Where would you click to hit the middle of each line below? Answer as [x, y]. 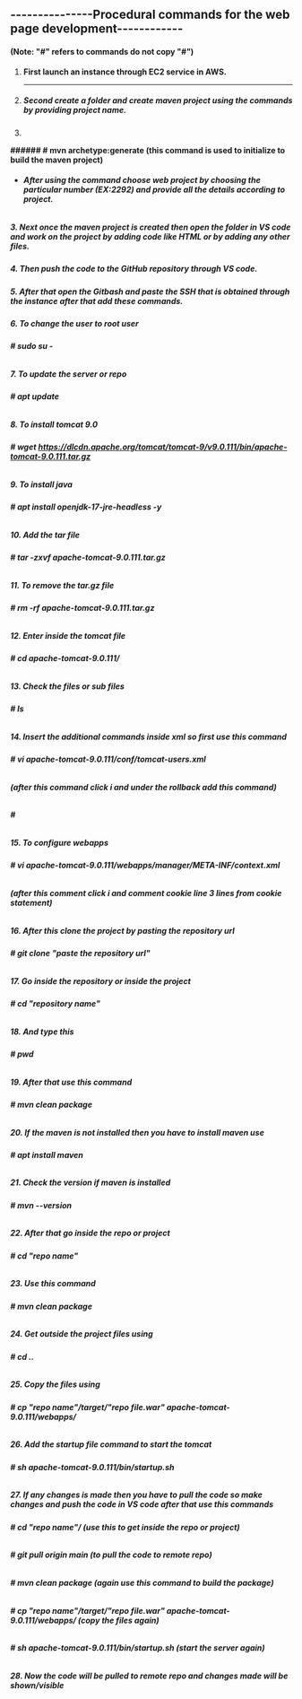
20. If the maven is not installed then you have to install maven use [138, 1132]
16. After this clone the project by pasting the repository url [123, 930]
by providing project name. [75, 110]
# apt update [35, 396]
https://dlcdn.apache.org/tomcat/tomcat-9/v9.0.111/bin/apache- [163, 447]
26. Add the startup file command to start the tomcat [111, 1444]
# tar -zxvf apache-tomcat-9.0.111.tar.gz [88, 558]
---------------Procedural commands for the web [150, 15]
